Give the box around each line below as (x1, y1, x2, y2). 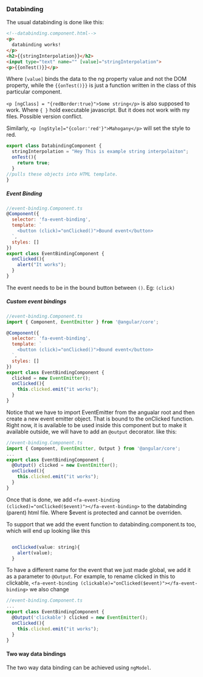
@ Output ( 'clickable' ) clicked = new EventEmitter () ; (12, 614, 148, 621)
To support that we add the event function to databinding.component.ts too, (6, 520, 196, 528)
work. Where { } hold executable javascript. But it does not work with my (6, 106, 190, 114)
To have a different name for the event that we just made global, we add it (6, 566, 191, 574)
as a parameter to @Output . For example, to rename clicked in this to (6, 573, 176, 580)
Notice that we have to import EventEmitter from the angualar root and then (6, 408, 195, 416)
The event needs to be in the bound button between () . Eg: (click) (6, 284, 175, 291)
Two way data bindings (6, 650, 66, 658)
